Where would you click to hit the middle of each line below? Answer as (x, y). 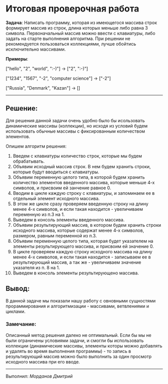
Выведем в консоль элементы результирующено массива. (76, 273)
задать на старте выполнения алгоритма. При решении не (68, 39)
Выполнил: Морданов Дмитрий (39, 376)
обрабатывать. (29, 161)
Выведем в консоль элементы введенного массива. (69, 220)
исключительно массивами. (36, 49)
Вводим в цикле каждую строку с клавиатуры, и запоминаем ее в (84, 193)
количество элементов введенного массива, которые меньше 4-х (84, 182)
